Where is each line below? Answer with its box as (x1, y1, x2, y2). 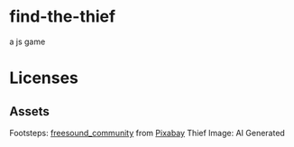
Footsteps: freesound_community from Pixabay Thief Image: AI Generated (9, 127, 286, 138)
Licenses (9, 68, 79, 88)
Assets (9, 104, 50, 119)
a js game (9, 36, 46, 47)
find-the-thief (9, 6, 115, 27)
